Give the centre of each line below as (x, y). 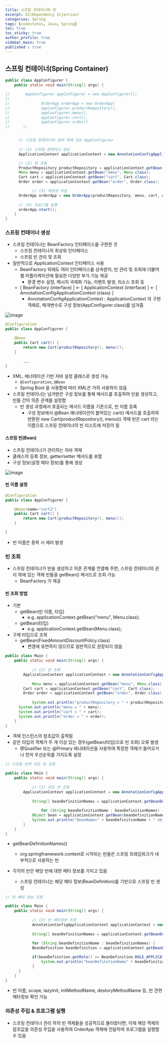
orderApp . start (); (37, 209)
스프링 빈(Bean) (21, 438)
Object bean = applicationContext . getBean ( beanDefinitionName (98, 815)
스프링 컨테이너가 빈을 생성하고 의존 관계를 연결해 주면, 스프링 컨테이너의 (83, 569)
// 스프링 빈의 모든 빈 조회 (30, 764)
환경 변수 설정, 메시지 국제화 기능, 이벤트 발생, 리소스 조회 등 (86, 282)
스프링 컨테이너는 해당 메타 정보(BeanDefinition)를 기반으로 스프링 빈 (87, 881)
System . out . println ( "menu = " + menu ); (60, 707)
